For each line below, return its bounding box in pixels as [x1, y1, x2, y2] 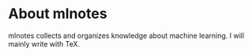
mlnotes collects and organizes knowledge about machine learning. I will [8, 31, 245, 40]
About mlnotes [8, 5, 108, 23]
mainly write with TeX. [8, 39, 81, 48]
